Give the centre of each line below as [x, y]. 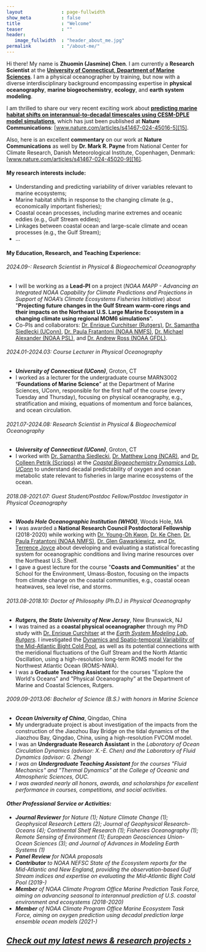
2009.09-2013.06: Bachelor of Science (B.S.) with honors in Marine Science [102, 699]
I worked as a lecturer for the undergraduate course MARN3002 [96, 378]
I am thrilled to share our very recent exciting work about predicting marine [102, 108]
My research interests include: [46, 173]
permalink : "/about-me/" [53, 47]
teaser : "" [39, 29]
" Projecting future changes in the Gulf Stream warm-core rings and [103, 305]
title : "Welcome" [49, 23]
